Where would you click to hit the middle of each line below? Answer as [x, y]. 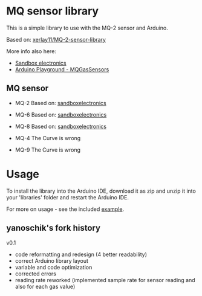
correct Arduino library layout [52, 260]
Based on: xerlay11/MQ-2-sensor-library [56, 39]
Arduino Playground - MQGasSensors [62, 69]
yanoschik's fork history [54, 228]
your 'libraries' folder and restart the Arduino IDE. [67, 197]
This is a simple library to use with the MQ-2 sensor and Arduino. [87, 28]
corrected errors [35, 274]
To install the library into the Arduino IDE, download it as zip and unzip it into [101, 191]
